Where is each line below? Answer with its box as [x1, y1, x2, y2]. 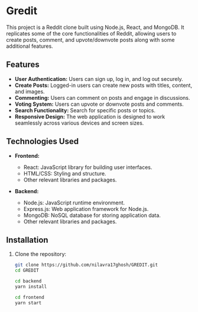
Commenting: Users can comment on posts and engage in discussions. [14, 94, 190, 101]
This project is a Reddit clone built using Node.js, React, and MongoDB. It [6, 24, 184, 31]
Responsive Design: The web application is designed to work [14, 113, 165, 120]
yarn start [14, 300, 42, 305]
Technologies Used [6, 136, 79, 147]
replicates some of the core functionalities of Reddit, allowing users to [6, 30, 177, 37]
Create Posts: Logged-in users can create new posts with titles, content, [14, 82, 193, 89]
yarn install [14, 284, 47, 290]
